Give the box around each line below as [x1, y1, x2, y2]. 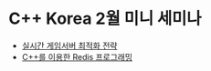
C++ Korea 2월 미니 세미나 [8, 8, 202, 29]
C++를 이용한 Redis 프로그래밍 [21, 51, 133, 62]
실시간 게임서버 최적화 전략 [21, 40, 118, 51]
